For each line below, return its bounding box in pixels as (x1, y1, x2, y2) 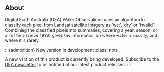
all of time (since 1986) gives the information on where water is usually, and (5, 32, 158, 38)
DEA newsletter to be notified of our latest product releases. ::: (5, 61, 131, 67)
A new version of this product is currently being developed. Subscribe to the (5, 56, 159, 62)
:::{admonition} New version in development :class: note (5, 47, 118, 53)
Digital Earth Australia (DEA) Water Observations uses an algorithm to (5, 17, 145, 22)
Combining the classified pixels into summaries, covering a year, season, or (5, 27, 158, 33)
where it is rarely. (5, 37, 40, 43)
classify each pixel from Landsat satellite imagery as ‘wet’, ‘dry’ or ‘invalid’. (5, 22, 155, 28)
